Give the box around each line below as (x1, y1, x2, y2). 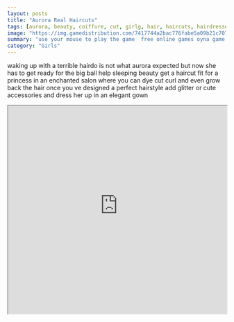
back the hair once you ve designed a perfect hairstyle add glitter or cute (7, 84, 217, 92)
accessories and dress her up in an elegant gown (7, 91, 149, 99)
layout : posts (7, 10, 49, 17)
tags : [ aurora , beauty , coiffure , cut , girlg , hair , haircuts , (7, 23, 194, 30)
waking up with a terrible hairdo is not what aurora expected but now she (7, 62, 217, 69)
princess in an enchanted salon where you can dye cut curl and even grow (7, 76, 221, 84)
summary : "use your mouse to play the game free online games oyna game (7, 36, 226, 43)
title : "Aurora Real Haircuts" (7, 17, 98, 24)
